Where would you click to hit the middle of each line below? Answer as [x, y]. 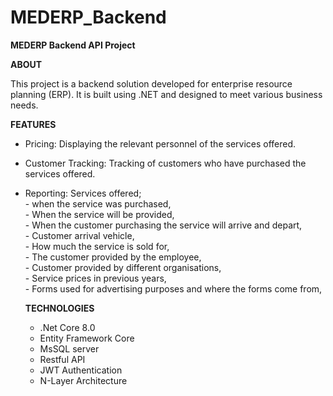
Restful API [62, 359]
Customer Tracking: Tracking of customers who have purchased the [165, 163]
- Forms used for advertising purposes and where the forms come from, [173, 288]
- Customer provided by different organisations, [123, 267]
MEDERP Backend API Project [73, 45]
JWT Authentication [81, 370]
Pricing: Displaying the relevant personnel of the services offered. [160, 143]
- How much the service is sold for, [97, 246]
